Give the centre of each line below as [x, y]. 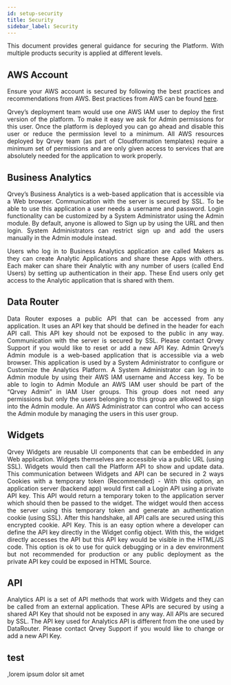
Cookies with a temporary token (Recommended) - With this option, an [115, 481]
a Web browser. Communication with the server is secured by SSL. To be [115, 201]
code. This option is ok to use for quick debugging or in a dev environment [115, 547]
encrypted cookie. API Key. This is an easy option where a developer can [115, 525]
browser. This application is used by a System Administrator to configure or [115, 362]
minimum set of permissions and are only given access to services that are [115, 149]
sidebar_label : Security [43, 26]
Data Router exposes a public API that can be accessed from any [115, 318]
